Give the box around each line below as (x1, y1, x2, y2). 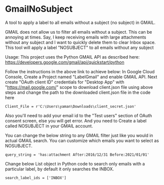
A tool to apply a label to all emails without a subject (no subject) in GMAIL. (5, 20, 156, 25)
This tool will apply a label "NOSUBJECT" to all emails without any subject (5, 44, 154, 50)
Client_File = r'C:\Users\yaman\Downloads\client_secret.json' (5, 104, 137, 109)
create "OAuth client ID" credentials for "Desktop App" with (5, 79, 124, 85)
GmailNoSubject (5, 3, 73, 15)
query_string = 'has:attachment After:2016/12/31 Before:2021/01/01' (5, 152, 150, 157)
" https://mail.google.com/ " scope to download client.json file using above (5, 84, 153, 90)
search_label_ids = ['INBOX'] (5, 175, 67, 180)
